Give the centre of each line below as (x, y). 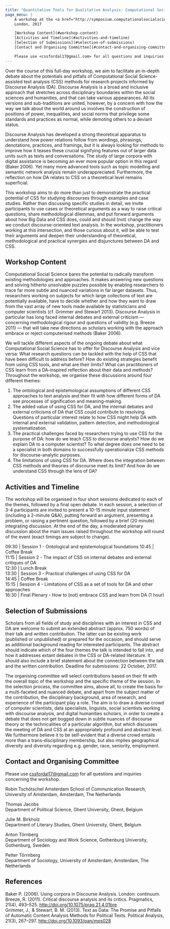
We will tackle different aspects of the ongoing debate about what (74, 343)
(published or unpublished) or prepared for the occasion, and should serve (83, 639)
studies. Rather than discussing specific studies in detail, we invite (74, 203)
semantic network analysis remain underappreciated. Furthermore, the (79, 172)
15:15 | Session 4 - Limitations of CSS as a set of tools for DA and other (79, 584)
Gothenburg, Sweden (27, 845)
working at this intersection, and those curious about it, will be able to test (82, 230)
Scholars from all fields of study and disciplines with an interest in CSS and (83, 623)
